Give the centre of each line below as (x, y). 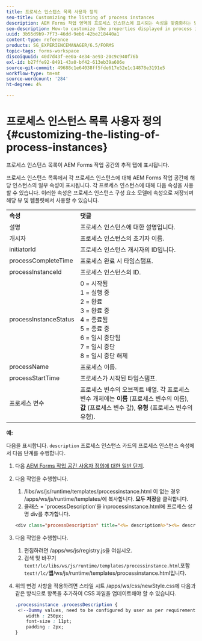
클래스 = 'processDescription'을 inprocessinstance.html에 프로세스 (105, 506)
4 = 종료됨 (94, 320)
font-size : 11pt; (49, 621)
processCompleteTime (41, 261)
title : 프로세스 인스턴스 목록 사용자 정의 (52, 12)
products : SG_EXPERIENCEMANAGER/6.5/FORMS (60, 46)
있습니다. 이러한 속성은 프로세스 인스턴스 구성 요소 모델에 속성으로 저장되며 (106, 193)
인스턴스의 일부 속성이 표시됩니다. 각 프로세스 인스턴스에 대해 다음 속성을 (97, 185)
